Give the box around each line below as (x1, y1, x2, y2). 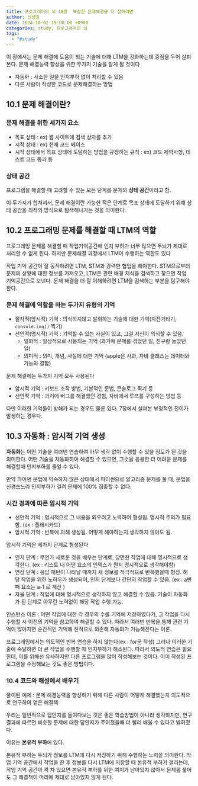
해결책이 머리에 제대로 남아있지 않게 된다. (18, 774, 113, 781)
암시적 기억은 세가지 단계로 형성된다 (6, 541, 89, 548)
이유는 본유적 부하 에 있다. (6, 739, 64, 746)
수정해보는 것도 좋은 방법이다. (26, 660, 95, 668)
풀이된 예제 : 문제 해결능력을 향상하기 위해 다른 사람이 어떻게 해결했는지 (6, 691, 170, 698)
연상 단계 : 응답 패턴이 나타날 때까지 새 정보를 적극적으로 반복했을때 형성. (14, 569, 182, 576)
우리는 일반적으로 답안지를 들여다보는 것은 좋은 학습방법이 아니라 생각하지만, (6, 711, 181, 718)
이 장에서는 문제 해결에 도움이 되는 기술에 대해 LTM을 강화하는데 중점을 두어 (6, 53, 180, 60)
